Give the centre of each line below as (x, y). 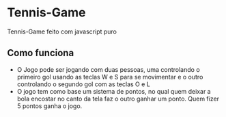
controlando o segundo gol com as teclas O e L (83, 84)
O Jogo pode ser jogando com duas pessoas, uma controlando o (108, 69)
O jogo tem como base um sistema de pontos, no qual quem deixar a (114, 91)
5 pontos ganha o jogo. (50, 106)
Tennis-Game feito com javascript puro (62, 31)
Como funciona (41, 53)
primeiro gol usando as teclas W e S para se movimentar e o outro (110, 77)
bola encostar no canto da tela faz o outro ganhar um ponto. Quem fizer (118, 99)
